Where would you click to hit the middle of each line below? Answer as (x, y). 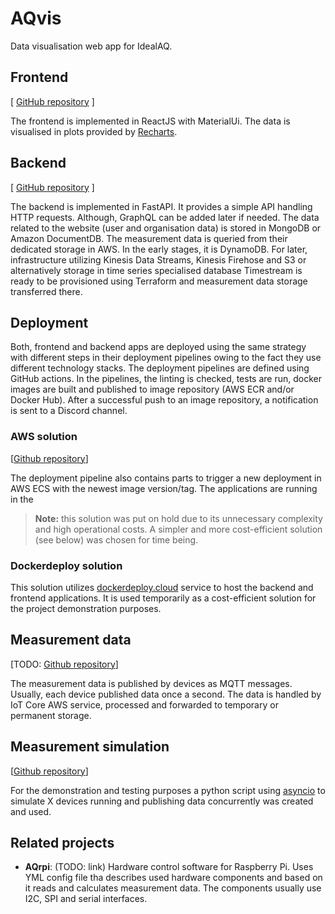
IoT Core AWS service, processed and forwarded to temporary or (144, 704)
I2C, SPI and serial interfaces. (86, 899)
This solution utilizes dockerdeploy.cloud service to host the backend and (162, 587)
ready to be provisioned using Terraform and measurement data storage (159, 281)
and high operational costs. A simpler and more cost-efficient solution (178, 529)
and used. (31, 811)
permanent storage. (51, 715)
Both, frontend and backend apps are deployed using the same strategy (158, 347)
